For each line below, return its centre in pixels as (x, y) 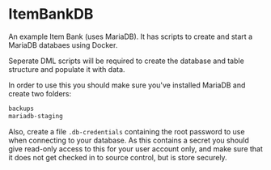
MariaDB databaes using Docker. (63, 45)
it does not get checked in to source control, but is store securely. (118, 157)
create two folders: (40, 93)
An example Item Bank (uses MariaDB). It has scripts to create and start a (131, 36)
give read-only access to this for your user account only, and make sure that (135, 149)
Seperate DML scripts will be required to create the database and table (126, 61)
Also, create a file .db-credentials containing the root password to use (127, 131)
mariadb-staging (36, 116)
